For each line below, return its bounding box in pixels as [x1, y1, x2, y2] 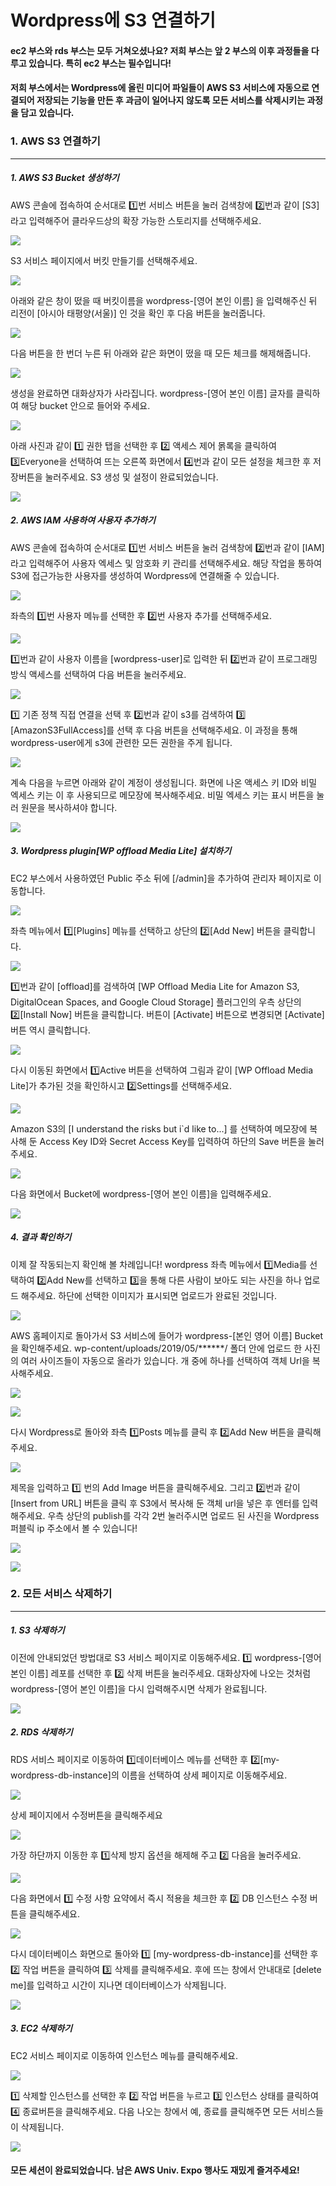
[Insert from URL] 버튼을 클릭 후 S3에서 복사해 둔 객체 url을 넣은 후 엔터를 [10, 1497, 300, 1509]
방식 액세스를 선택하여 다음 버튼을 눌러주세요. [10, 668, 187, 680]
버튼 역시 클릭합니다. [10, 1024, 91, 1036]
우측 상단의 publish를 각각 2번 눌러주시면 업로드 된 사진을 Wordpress [47, 1509, 320, 1521]
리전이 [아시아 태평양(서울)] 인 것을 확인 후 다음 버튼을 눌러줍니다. [10, 307, 266, 319]
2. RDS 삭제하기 [10, 1726, 73, 1738]
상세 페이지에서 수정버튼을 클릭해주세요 [10, 1809, 163, 1821]
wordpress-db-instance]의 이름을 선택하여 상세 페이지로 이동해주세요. [10, 1769, 288, 1781]
